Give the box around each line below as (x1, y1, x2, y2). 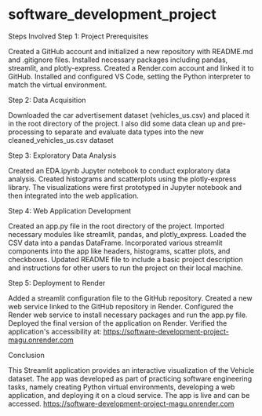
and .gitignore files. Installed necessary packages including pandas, (8, 55, 228, 64)
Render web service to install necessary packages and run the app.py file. (8, 310, 248, 319)
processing (8, 127, 45, 137)
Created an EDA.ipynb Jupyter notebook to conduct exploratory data (8, 166, 231, 175)
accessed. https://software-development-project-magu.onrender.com (8, 399, 235, 408)
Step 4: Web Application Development (8, 206, 132, 215)
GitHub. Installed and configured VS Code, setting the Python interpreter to (8, 71, 251, 81)
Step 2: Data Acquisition (8, 95, 86, 104)
